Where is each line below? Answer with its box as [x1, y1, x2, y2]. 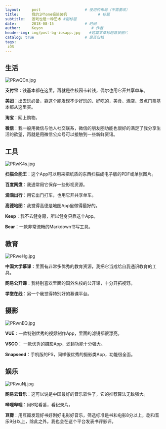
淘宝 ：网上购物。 [5, 115, 40, 121]
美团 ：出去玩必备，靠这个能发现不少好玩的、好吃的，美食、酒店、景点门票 [5, 98, 157, 104]
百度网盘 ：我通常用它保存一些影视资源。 [5, 182, 87, 187]
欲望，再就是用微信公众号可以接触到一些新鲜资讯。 [13, 131, 118, 137]
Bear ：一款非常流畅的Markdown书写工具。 [5, 224, 93, 230]
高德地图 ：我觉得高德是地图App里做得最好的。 [5, 203, 100, 209]
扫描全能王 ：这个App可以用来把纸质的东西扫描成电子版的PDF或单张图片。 [5, 171, 157, 177]
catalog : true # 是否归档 [5, 35, 104, 40]
